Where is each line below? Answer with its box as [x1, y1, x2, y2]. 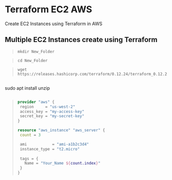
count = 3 [20, 132, 41, 137]
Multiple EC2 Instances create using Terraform [5, 35, 158, 44]
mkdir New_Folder [17, 49, 55, 54]
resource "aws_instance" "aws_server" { [17, 128, 105, 133]
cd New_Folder [17, 58, 48, 63]
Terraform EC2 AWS [5, 4, 92, 15]
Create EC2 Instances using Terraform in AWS [5, 21, 103, 27]
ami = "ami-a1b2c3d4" [20, 142, 89, 147]
